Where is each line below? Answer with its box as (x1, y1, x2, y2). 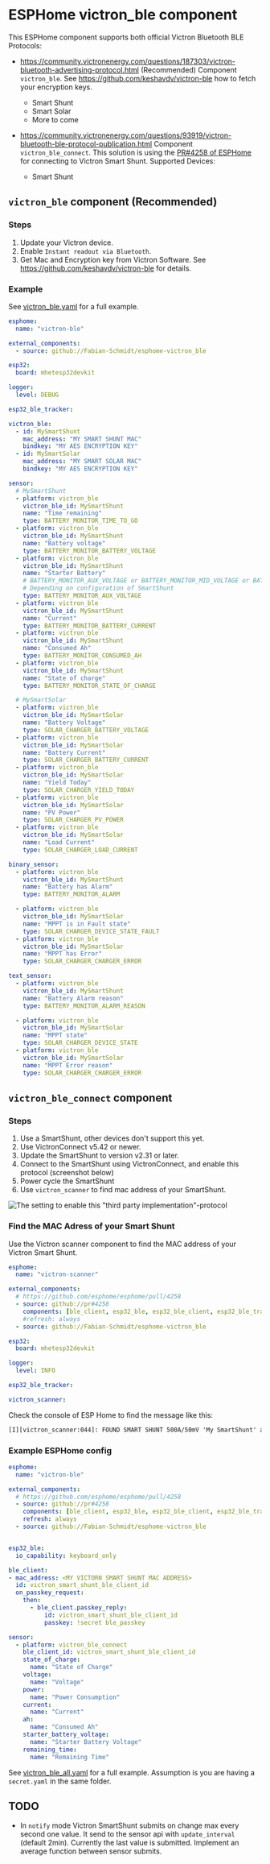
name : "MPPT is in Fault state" (22, 920, 131, 928)
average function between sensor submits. (19, 1846, 162, 1856)
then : (22, 1597, 42, 1605)
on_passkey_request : (15, 1589, 84, 1597)
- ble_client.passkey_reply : (29, 1604, 128, 1612)
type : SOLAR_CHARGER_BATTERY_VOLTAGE (22, 726, 149, 734)
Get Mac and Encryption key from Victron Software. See (19, 255, 207, 264)
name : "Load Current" (22, 839, 95, 847)
